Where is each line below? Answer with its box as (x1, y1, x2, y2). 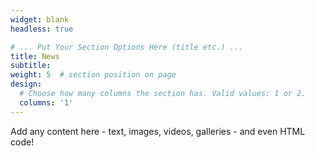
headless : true (10, 24, 74, 34)
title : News (10, 51, 60, 61)
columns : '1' (19, 97, 74, 108)
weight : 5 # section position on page (10, 70, 177, 80)
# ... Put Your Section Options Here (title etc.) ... (10, 42, 244, 52)
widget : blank (10, 14, 70, 25)
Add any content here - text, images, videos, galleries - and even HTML (10, 125, 306, 137)
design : (10, 79, 43, 90)
